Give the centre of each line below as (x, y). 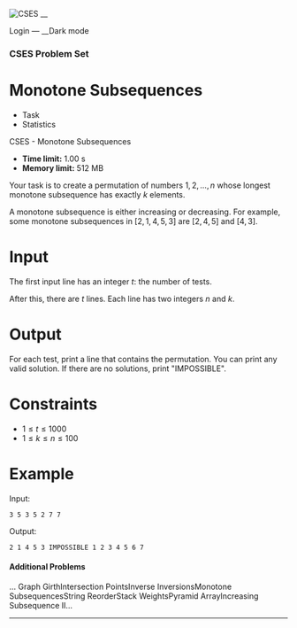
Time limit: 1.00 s (53, 159)
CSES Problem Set (49, 53)
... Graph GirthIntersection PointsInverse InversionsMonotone (121, 586)
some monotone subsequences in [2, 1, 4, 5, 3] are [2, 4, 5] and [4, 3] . (133, 221)
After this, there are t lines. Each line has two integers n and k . (122, 298)
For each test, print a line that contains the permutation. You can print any (143, 359)
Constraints (53, 404)
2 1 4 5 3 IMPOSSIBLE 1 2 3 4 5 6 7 (76, 547)
